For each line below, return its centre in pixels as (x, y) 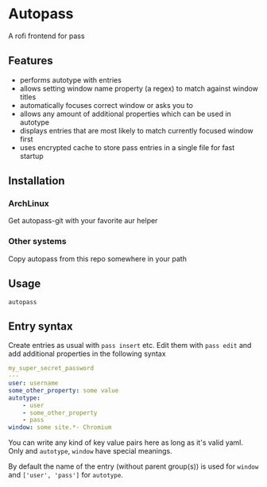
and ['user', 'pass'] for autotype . (66, 475)
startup (31, 156)
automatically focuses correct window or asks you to (106, 105)
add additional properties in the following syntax (87, 354)
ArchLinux (29, 203)
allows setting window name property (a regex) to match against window (139, 88)
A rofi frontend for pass (46, 36)
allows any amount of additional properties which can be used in (126, 114)
